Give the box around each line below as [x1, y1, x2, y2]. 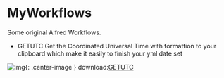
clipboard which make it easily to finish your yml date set [17, 49, 183, 58]
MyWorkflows [7, 5, 92, 21]
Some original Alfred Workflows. [7, 28, 101, 37]
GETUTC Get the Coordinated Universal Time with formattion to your [17, 41, 217, 50]
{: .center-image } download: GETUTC [25, 63, 134, 71]
